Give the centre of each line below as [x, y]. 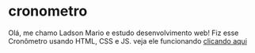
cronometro [48, 11]
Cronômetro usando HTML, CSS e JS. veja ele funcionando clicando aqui [128, 41]
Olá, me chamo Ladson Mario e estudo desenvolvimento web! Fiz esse [124, 33]
